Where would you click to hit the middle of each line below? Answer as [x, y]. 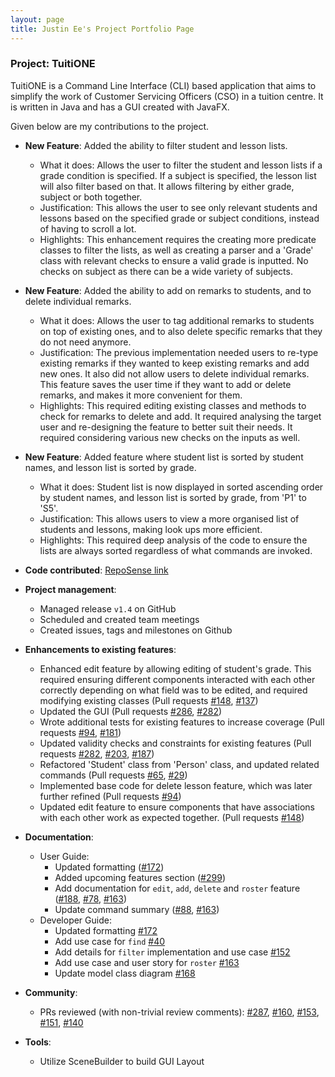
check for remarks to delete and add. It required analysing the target [180, 416]
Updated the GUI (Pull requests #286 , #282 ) [131, 711]
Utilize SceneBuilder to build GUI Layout [122, 1061]
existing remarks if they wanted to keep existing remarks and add [174, 363]
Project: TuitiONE [53, 64]
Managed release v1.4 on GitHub [108, 608]
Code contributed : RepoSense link [96, 570]
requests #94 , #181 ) [80, 732]
